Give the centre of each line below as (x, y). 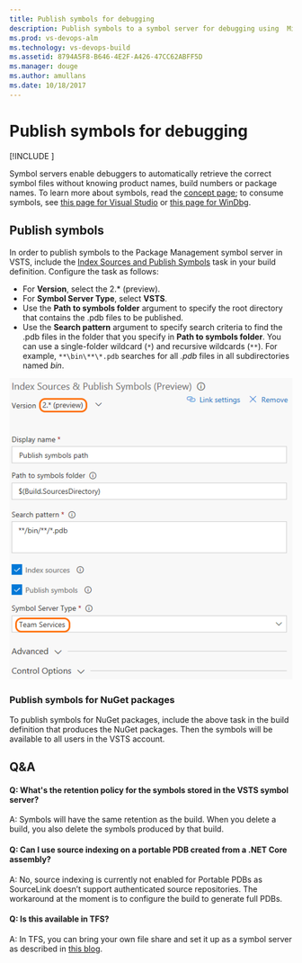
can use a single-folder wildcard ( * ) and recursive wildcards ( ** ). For (150, 346)
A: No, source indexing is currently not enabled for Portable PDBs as (136, 879)
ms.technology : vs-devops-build (70, 48)
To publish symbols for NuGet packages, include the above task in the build (149, 719)
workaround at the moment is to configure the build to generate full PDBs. (146, 898)
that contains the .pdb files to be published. (103, 317)
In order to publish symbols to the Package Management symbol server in (146, 252)
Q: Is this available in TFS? (59, 919)
